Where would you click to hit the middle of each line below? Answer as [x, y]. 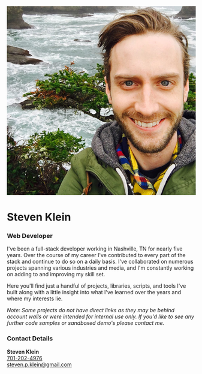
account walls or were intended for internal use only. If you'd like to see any [100, 316]
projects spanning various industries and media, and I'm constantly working [100, 268]
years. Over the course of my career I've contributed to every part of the [96, 255]
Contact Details [30, 339]
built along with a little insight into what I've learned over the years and [94, 292]
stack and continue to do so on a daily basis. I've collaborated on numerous [100, 262]
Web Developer [30, 236]
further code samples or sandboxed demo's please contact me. [85, 323]
